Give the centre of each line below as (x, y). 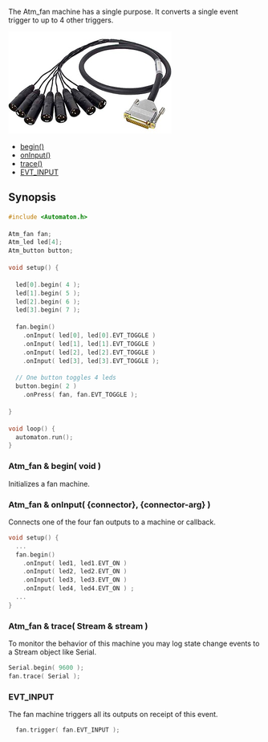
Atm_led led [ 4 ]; (35, 243)
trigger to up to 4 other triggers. (61, 20)
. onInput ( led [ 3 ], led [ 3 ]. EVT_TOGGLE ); (91, 361)
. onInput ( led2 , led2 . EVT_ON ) (75, 572)
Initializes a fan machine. (49, 483)
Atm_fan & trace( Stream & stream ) (78, 626)
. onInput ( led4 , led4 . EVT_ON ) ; (79, 589)
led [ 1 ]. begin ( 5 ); (48, 293)
